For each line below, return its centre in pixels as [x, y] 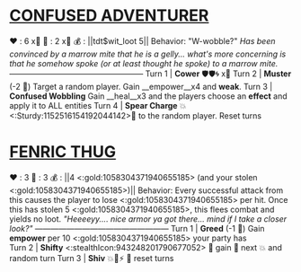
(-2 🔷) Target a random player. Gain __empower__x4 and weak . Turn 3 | [141, 86]
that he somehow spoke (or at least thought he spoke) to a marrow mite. [144, 63]
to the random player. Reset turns [200, 115]
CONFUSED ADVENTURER [109, 16]
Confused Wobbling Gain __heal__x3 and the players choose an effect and [148, 96]
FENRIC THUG [63, 152]
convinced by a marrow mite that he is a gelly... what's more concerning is [148, 54]
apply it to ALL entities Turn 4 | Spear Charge [93, 105]
